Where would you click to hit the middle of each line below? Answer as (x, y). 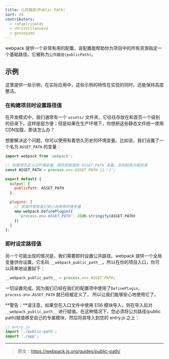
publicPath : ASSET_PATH (39, 188)
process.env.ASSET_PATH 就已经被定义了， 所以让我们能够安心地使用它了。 (82, 294)
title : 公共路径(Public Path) (35, 10)
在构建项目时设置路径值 (33, 105)
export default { (23, 179)
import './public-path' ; (31, 332)
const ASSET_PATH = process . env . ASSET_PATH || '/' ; (60, 170)
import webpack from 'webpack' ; (39, 156)
